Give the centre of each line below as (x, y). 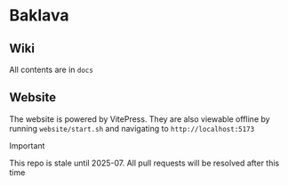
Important (27, 145)
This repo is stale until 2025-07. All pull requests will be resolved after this (144, 163)
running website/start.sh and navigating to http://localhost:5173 (132, 128)
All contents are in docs (51, 69)
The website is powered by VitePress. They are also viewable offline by (140, 119)
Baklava (39, 16)
